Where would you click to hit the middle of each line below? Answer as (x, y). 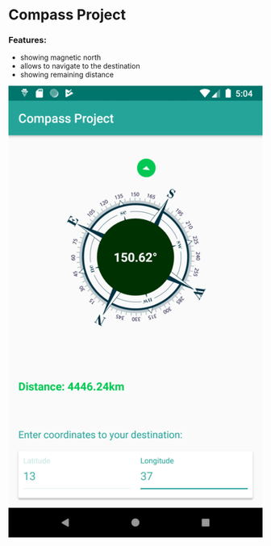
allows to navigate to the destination (80, 66)
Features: (27, 40)
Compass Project (67, 15)
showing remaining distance (67, 75)
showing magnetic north (60, 57)
